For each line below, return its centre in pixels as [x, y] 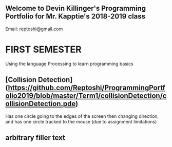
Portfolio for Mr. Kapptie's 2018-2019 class [75, 17]
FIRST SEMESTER [43, 49]
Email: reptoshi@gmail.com [34, 29]
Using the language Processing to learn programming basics [69, 64]
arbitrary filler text [35, 138]
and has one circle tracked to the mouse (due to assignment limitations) [81, 121]
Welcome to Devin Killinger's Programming [76, 8]
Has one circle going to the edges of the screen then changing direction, [82, 116]
